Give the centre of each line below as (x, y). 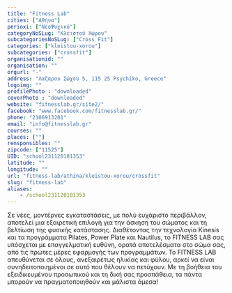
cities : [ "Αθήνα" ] (34, 20)
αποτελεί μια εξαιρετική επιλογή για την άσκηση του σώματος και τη (107, 223)
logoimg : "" (24, 85)
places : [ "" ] (26, 137)
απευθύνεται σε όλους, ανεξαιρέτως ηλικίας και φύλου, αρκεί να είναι (111, 260)
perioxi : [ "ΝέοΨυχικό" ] (42, 27)
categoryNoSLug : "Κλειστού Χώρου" (57, 33)
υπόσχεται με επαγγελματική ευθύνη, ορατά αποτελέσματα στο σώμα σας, (117, 245)
